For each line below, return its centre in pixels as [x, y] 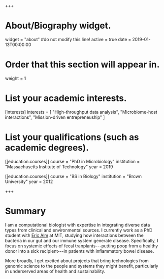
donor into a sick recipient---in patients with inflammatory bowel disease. [80, 251]
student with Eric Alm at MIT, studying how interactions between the [74, 235]
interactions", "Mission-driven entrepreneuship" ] [55, 117]
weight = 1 [16, 78]
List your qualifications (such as [72, 137]
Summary [25, 211]
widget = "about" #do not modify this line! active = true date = [68, 39]
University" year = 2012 [29, 182]
